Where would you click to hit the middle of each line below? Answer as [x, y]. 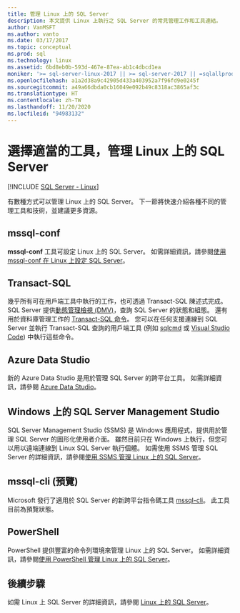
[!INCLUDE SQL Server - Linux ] [53, 186]
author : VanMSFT [31, 27]
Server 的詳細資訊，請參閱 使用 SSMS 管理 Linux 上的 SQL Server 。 [106, 457]
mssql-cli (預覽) [43, 482]
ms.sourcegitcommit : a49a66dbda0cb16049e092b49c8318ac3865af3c [104, 87]
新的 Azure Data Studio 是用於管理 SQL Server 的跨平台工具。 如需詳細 [112, 378]
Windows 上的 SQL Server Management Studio [114, 412]
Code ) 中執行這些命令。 [42, 337]
